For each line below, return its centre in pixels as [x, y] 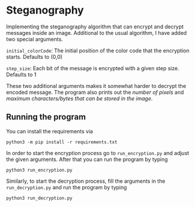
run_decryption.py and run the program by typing [66, 187]
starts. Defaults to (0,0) [34, 57]
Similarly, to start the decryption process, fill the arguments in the [86, 181]
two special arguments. [35, 39]
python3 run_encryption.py [39, 170]
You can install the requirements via [50, 131]
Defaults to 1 [21, 74]
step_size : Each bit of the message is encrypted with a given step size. [93, 68]
